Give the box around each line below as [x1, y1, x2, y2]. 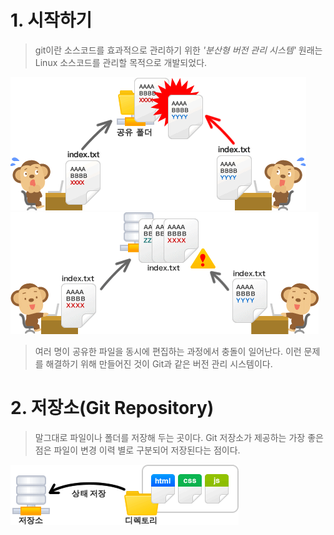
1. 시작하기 [10, 9, 93, 32]
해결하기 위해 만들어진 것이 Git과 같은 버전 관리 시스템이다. [45, 357, 273, 370]
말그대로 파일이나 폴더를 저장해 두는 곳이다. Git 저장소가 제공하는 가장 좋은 [34, 431, 324, 443]
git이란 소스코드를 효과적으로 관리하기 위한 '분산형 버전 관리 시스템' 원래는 [34, 44, 323, 56]
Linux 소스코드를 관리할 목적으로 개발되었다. [34, 56, 208, 68]
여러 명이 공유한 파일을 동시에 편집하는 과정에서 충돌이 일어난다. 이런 [34, 345, 302, 357]
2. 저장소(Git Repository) [10, 397, 215, 420]
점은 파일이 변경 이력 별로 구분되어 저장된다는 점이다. [34, 444, 241, 456]
